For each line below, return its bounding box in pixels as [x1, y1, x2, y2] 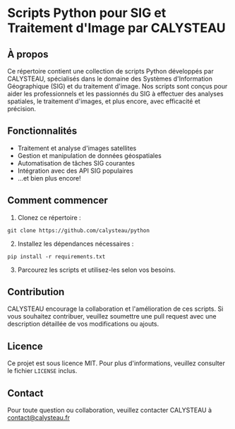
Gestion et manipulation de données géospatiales [17, 151, 162, 160]
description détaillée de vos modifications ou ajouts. [7, 320, 159, 328]
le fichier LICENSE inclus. [7, 367, 78, 375]
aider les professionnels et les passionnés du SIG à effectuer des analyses [7, 90, 224, 98]
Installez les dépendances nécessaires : [17, 239, 134, 248]
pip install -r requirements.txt [7, 253, 106, 260]
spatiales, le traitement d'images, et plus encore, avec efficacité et [7, 97, 201, 105]
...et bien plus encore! [17, 173, 81, 182]
